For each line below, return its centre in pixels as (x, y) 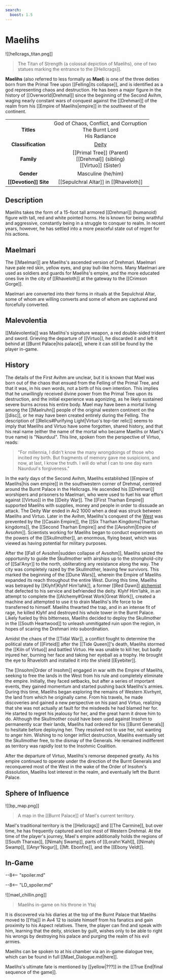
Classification (28, 145)
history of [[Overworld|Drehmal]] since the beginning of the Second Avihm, (84, 95)
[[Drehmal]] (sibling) (100, 159)
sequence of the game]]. (31, 972)
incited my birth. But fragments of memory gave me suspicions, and (89, 457)
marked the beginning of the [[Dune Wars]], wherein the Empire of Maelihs (83, 575)
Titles (28, 130)
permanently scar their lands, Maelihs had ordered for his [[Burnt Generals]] (85, 724)
